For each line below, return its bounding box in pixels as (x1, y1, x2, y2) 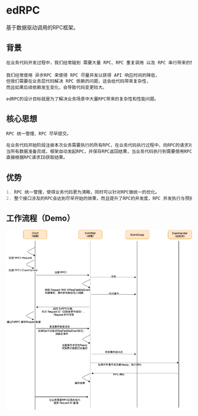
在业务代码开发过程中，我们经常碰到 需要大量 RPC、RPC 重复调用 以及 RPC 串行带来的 (6, 60, 190, 66)
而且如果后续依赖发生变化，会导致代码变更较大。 (6, 85, 107, 91)
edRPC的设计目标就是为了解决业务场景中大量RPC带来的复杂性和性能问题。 (6, 96, 159, 102)
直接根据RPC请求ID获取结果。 (6, 154, 68, 160)
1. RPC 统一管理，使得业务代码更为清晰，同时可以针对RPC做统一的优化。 (6, 189, 160, 195)
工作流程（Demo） (6, 214, 75, 224)
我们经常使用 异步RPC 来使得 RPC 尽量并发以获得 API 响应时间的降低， (6, 72, 160, 78)
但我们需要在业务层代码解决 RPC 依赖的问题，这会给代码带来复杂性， (6, 78, 151, 85)
